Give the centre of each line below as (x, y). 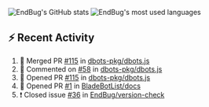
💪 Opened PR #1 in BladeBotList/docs (80, 86)
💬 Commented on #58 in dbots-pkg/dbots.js (91, 69)
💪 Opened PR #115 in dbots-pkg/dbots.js (85, 77)
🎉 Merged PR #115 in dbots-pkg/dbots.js (84, 61)
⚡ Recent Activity (51, 38)
